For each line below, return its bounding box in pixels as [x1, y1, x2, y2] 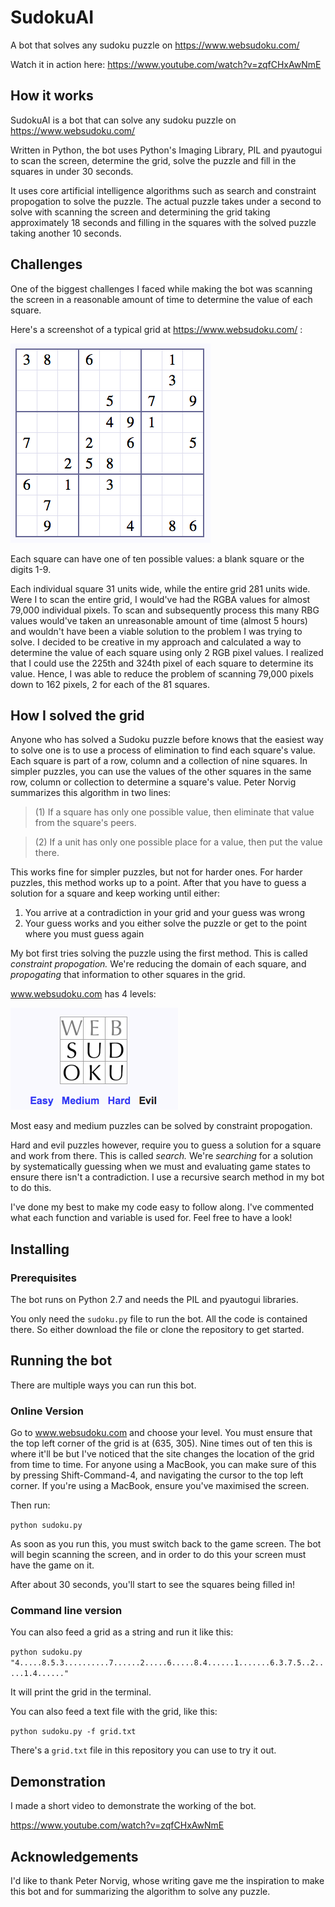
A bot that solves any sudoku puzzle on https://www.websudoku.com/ [10, 39, 300, 51]
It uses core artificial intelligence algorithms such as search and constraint [10, 184, 317, 196]
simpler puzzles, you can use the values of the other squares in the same [10, 766, 312, 778]
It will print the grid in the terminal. [10, 1686, 152, 1698]
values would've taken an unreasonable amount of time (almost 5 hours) [10, 614, 308, 626]
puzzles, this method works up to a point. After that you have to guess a [10, 877, 307, 889]
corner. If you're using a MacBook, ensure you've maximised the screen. [10, 1480, 310, 1492]
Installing [10, 1241, 70, 1258]
